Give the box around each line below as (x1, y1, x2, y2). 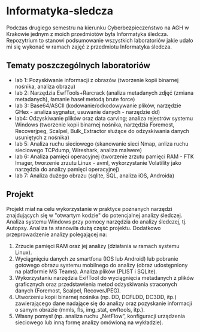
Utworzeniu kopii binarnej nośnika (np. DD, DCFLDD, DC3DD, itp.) (14, 293, 177, 300)
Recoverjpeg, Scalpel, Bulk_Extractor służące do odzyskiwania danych (14, 127, 190, 134)
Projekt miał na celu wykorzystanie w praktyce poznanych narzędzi (6, 205, 172, 212)
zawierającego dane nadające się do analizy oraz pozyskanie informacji (14, 300, 193, 307)
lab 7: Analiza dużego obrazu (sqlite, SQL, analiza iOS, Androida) (14, 172, 175, 179)
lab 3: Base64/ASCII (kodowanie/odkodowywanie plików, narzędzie (14, 102, 181, 109)
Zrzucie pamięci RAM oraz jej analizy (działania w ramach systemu (14, 242, 180, 249)
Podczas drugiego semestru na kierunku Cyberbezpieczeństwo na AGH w (6, 24, 189, 31)
